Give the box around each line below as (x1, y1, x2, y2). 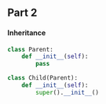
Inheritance (7, 27, 46, 38)
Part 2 (7, 6, 38, 20)
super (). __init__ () (35, 88, 100, 96)
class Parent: (7, 45, 54, 53)
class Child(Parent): (7, 74, 79, 82)
